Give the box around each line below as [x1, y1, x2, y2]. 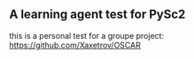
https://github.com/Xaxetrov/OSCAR [9, 40, 142, 50]
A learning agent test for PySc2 [9, 7, 186, 22]
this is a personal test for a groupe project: [9, 30, 165, 41]
